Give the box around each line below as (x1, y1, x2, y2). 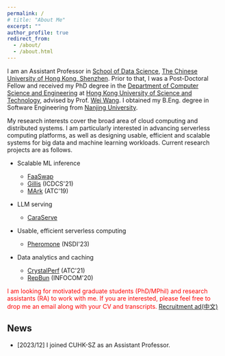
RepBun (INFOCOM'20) (27, 273, 94, 281)
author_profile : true (7, 29, 69, 36)
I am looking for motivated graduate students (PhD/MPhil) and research (7, 287, 208, 295)
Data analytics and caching (16, 253, 94, 261)
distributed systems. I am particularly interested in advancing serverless (7, 124, 211, 132)
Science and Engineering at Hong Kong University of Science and (7, 88, 193, 97)
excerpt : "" (7, 23, 41, 29)
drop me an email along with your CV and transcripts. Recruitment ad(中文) (7, 302, 218, 310)
